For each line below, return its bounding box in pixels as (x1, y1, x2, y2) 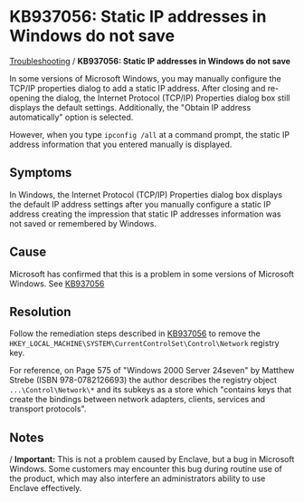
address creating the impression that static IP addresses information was (9, 208, 281, 219)
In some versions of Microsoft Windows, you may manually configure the (9, 72, 282, 83)
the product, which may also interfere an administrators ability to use (9, 473, 266, 484)
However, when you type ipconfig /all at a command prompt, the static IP (9, 129, 290, 140)
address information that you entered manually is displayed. (9, 139, 233, 150)
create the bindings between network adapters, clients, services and (9, 394, 265, 405)
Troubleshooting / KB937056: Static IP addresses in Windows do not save (9, 55, 291, 66)
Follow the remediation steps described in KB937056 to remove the (9, 328, 261, 339)
